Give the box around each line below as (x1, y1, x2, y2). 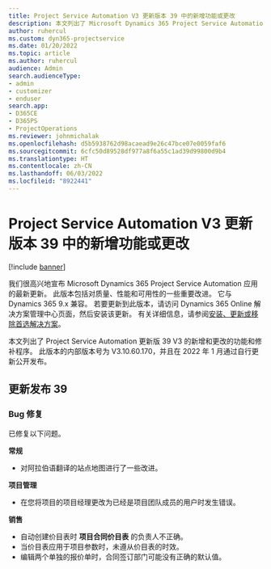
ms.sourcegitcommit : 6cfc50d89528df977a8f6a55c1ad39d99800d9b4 (8, 147, 227, 155)
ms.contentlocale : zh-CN (8, 162, 92, 171)
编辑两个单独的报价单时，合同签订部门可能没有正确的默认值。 (19, 551, 227, 562)
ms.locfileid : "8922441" (8, 177, 92, 186)
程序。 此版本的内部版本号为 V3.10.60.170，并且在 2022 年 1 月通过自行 (15, 346, 252, 356)
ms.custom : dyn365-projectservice (8, 34, 125, 43)
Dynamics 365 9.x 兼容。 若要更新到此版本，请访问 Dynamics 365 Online (8, 298, 252, 308)
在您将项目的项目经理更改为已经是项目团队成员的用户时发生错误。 (19, 497, 240, 507)
